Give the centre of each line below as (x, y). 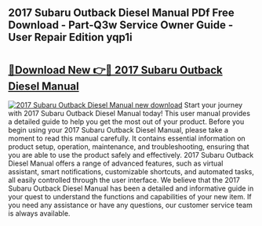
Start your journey (213, 105)
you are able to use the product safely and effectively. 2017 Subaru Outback (131, 155)
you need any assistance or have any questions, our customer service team (130, 205)
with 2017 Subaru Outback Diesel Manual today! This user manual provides (129, 113)
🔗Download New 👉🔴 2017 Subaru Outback (115, 70)
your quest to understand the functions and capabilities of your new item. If (130, 197)
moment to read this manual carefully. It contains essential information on (127, 138)
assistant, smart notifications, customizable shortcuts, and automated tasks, (131, 171)
